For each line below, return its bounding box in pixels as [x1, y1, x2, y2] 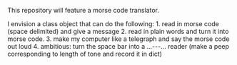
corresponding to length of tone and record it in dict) [7, 49, 163, 58]
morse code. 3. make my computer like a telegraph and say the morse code [7, 35, 230, 43]
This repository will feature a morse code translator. [7, 6, 159, 14]
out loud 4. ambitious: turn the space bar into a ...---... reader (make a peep [7, 42, 230, 50]
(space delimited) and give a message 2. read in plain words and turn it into [7, 28, 229, 35]
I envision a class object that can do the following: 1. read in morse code [7, 20, 219, 28]
